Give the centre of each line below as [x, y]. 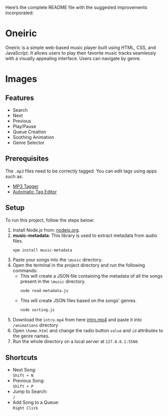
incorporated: [20, 13]
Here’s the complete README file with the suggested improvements [76, 7]
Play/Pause [24, 126]
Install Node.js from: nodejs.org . [46, 230]
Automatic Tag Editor [35, 191]
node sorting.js [37, 310]
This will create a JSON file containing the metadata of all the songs [91, 276]
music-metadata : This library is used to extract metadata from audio [85, 235]
